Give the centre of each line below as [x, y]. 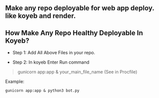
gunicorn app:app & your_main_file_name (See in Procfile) [77, 72]
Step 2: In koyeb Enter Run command [51, 62]
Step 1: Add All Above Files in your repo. [54, 53]
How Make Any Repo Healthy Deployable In [74, 33]
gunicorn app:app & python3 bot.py [42, 91]
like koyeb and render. [41, 16]
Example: [15, 82]
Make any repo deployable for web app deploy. [80, 8]
